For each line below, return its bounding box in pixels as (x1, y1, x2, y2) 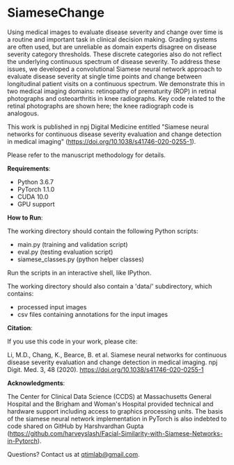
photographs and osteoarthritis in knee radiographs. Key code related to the (7, 94, 226, 102)
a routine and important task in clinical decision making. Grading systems (7, 35, 217, 43)
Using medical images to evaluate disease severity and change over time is (7, 28, 224, 36)
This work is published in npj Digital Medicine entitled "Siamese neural (7, 122, 209, 131)
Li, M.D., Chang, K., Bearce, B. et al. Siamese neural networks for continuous (7, 350, 227, 359)
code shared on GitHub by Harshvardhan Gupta (7, 422, 144, 430)
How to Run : (7, 213, 43, 222)
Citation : (7, 323, 33, 332)
